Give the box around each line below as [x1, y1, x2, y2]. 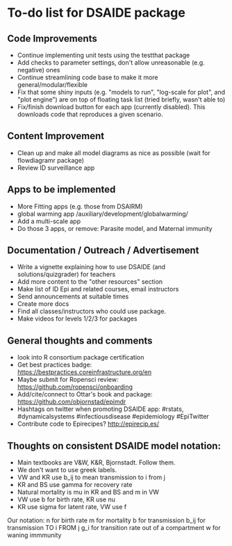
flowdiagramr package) [17, 156, 85, 164]
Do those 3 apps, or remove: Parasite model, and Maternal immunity [17, 224, 213, 232]
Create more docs [17, 300, 69, 308]
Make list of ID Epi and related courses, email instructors [17, 285, 179, 294]
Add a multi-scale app [17, 217, 81, 225]
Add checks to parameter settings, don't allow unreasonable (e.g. [17, 58, 205, 67]
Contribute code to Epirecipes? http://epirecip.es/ [17, 419, 160, 428]
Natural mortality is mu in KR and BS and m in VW [17, 488, 160, 497]
